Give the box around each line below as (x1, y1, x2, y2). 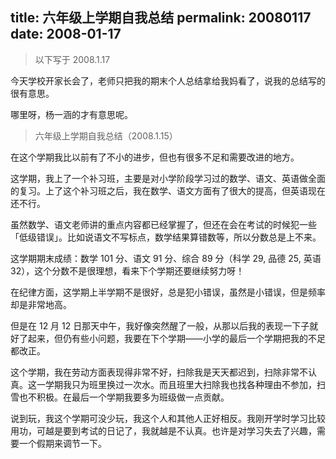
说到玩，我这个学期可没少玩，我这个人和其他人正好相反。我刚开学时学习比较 (10, 412, 326, 424)
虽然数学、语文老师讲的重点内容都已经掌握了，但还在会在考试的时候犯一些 (10, 218, 317, 230)
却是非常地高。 (10, 298, 72, 310)
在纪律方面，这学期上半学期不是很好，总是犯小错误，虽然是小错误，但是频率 (10, 286, 326, 298)
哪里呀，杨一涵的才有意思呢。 (10, 108, 133, 120)
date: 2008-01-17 (10, 26, 122, 43)
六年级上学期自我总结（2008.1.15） (34, 129, 178, 142)
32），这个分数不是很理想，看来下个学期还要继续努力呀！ (10, 264, 245, 277)
